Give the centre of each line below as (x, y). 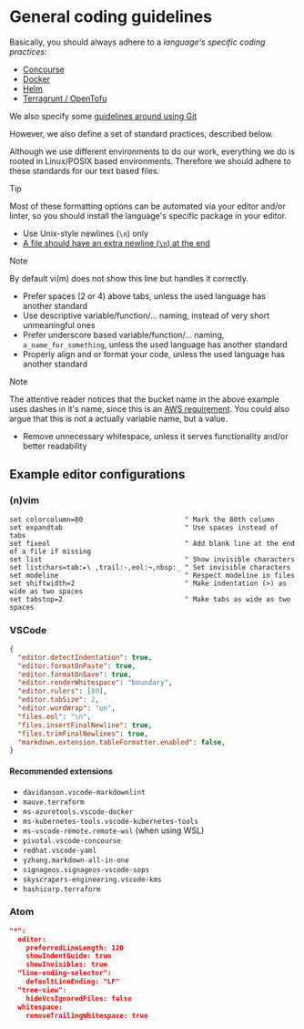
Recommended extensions (61, 771)
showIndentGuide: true (69, 956)
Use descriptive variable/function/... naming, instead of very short (146, 315)
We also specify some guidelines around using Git (103, 116)
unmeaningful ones (59, 324)
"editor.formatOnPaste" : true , (77, 666)
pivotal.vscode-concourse (71, 840)
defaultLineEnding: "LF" (73, 982)
